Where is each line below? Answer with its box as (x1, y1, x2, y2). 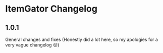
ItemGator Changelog (5, 3, 97, 15)
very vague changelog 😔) (5, 42, 60, 48)
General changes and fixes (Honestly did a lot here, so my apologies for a (5, 36, 158, 42)
